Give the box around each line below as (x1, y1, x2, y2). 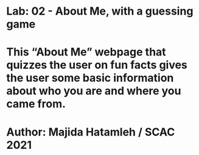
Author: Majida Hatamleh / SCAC (6, 125, 175, 139)
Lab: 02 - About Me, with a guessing (6, 4, 194, 18)
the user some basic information (6, 71, 174, 85)
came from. (6, 97, 66, 111)
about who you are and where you (6, 84, 181, 98)
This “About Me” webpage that (6, 45, 166, 59)
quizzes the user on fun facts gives (6, 58, 187, 72)
